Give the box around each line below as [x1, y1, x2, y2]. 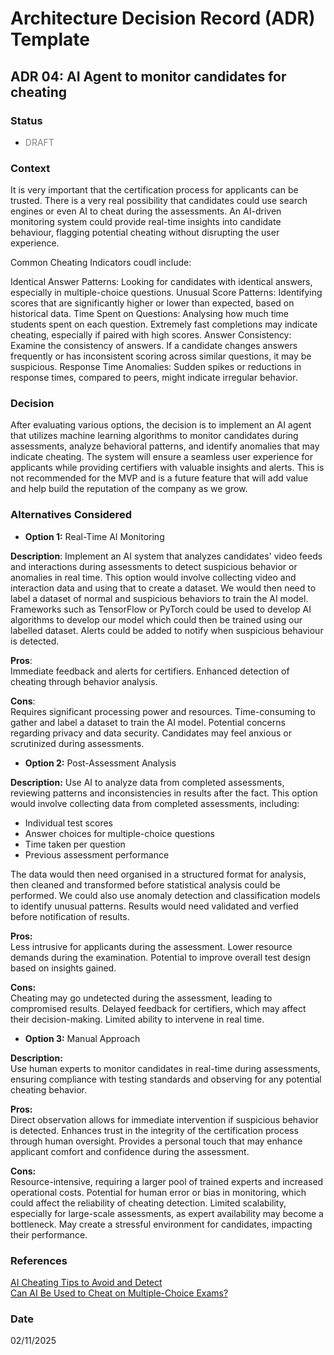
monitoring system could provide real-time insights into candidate [10, 216, 282, 228]
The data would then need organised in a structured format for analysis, [10, 868, 307, 880]
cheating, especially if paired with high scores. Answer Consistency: [10, 329, 292, 341]
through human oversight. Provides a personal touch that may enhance [10, 1135, 303, 1147]
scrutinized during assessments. [10, 737, 145, 749]
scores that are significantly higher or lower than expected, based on [10, 297, 295, 309]
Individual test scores [24, 817, 113, 829]
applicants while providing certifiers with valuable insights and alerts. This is [10, 462, 325, 474]
